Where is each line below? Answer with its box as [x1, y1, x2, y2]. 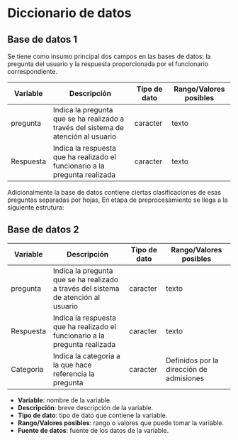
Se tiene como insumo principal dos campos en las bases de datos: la [7, 52, 211, 60]
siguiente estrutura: [7, 203, 64, 211]
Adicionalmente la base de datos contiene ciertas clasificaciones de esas [7, 188, 222, 196]
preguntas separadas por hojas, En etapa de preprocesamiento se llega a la [7, 195, 228, 204]
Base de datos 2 [7, 224, 79, 236]
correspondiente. [7, 68, 58, 75]
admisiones [166, 373, 204, 383]
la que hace [52, 360, 92, 370]
